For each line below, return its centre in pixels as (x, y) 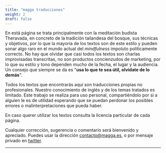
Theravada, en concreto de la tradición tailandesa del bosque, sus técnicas (82, 38)
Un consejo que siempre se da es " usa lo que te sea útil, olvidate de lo (77, 70)
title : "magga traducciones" (35, 10)
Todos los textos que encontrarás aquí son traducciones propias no (74, 85)
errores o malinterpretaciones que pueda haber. (54, 106)
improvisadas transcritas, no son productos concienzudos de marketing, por (83, 59)
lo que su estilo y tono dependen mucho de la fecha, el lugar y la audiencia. (82, 64)
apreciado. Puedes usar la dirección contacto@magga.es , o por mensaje (79, 135)
